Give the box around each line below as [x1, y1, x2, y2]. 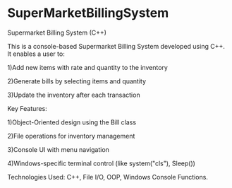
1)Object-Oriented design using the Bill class [7, 118, 136, 127]
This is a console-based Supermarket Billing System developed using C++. [7, 42, 226, 50]
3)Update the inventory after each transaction [7, 90, 140, 99]
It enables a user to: [7, 49, 65, 58]
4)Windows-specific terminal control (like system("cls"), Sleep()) [7, 159, 196, 168]
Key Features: [7, 104, 47, 112]
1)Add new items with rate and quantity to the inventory [7, 63, 168, 71]
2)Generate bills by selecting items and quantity [7, 76, 147, 86]
